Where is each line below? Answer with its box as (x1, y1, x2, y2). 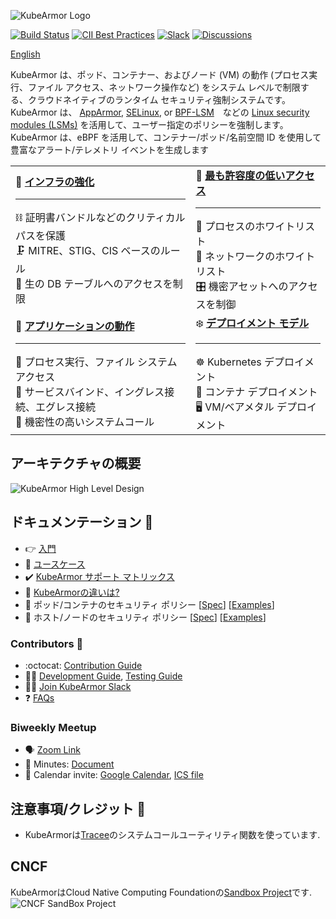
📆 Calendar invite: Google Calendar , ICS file (24, 769, 204, 781)
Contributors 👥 (10, 636, 84, 650)
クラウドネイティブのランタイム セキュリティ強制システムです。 (27, 94, 291, 105)
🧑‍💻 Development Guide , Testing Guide (24, 670, 183, 682)
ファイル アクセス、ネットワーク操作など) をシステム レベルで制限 (27, 81, 301, 93)
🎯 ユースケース (24, 558, 86, 570)
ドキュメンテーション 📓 (10, 514, 154, 531)
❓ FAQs (24, 691, 55, 704)
